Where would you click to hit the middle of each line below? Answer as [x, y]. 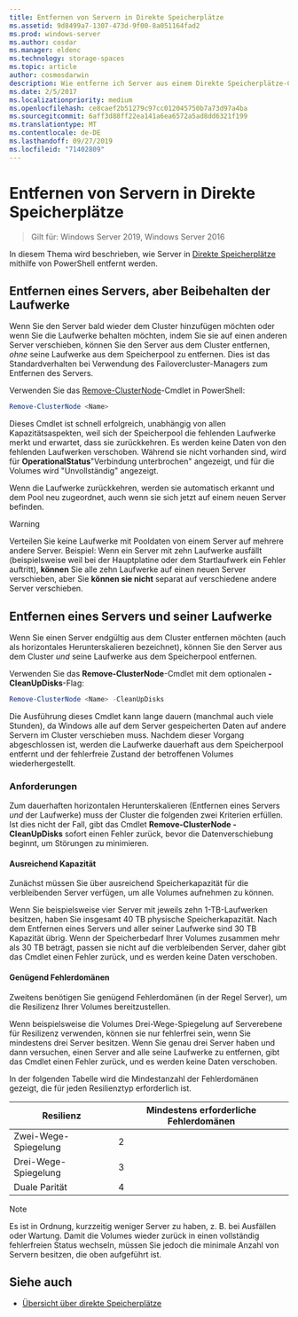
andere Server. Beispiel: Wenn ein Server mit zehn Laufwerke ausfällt [136, 551]
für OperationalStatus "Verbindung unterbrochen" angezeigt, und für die [142, 461]
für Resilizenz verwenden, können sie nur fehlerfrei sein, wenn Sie [130, 1033]
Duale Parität [41, 1187]
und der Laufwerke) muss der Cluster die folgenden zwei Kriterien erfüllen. [146, 815]
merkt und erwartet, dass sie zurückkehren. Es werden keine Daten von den [148, 443]
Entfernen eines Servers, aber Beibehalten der [140, 290]
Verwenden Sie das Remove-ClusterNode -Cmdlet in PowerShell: [127, 390]
